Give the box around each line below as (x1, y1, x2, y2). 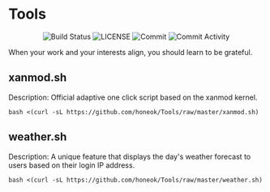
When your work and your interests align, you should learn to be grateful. (8, 47, 253, 57)
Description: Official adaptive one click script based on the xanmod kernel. (8, 92, 258, 102)
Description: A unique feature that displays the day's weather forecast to (8, 151, 251, 161)
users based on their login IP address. (8, 160, 135, 170)
